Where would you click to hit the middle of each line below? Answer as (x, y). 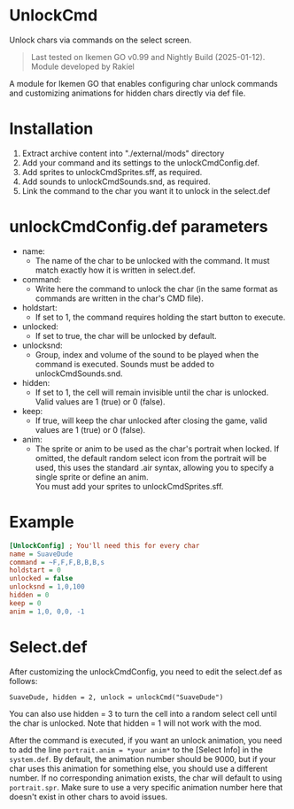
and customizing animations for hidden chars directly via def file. (128, 93)
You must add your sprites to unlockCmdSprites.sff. (129, 486)
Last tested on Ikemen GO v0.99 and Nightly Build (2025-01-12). (148, 57)
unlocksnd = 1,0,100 (47, 587)
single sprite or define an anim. (92, 477)
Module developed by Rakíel (82, 66)
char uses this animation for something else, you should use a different (139, 768)
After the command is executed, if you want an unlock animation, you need (146, 740)
